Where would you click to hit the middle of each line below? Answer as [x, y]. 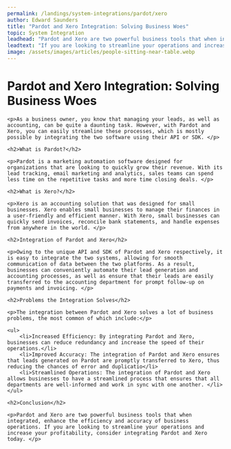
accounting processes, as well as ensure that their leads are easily [110, 276]
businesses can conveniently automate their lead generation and [102, 270]
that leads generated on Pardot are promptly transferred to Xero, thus [113, 360]
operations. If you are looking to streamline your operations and [106, 427]
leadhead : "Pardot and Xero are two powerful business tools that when [112, 39]
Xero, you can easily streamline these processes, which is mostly [106, 131]
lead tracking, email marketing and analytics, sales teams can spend [110, 173]
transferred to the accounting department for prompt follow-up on [106, 282]
